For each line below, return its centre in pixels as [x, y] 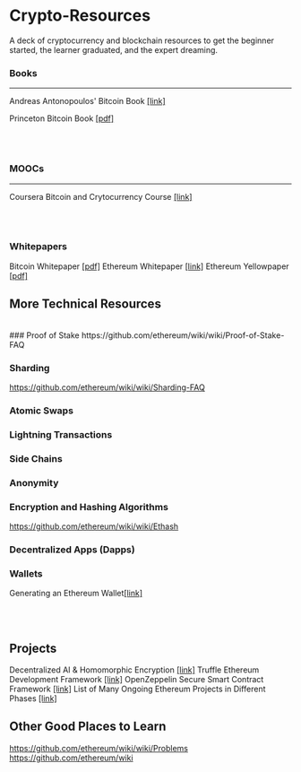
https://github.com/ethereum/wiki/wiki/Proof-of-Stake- [183, 335]
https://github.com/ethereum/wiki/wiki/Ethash [94, 526]
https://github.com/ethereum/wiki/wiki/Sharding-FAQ [107, 387]
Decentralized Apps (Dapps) [73, 550]
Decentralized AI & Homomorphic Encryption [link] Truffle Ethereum [134, 670]
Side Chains [36, 458]
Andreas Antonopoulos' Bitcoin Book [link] [87, 101]
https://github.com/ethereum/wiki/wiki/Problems [99, 748]
